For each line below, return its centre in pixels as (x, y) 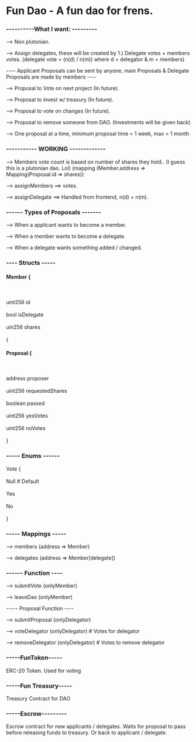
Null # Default (23, 481)
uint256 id (18, 302)
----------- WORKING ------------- (56, 149)
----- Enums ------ (33, 456)
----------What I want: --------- (52, 29)
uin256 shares (23, 327)
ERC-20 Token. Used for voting (44, 670)
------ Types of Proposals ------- (54, 212)
